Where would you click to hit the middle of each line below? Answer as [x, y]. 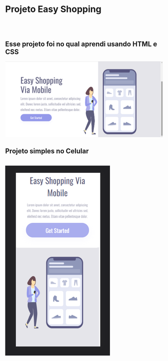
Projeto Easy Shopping [53, 9]
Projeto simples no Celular [47, 151]
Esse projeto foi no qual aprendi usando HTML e [81, 44]
